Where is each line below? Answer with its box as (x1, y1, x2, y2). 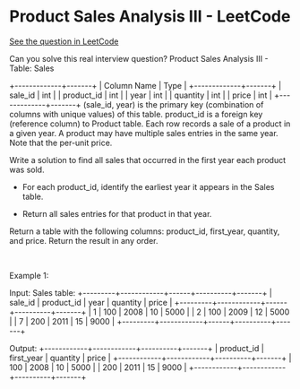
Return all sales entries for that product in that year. (21, 208, 212, 219)
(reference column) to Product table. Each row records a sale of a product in (9, 118, 291, 129)
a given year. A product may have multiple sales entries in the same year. (9, 127, 279, 138)
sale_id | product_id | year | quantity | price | (9, 297, 173, 307)
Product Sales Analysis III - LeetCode (9, 6, 291, 27)
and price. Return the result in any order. (9, 235, 159, 246)
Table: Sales (9, 63, 55, 73)
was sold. (9, 164, 45, 175)
